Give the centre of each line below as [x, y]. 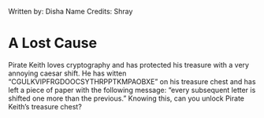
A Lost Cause [52, 43]
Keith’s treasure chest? [45, 106]
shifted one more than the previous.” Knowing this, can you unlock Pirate [126, 98]
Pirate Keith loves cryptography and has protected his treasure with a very [129, 65]
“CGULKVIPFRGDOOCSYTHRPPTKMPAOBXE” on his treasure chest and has [132, 81]
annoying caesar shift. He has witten [67, 73]
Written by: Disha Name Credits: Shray [71, 11]
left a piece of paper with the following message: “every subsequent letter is [132, 90]
